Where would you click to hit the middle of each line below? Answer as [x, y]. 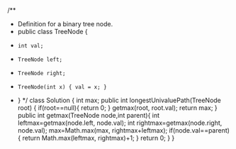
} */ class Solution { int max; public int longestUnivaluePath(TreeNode [119, 100]
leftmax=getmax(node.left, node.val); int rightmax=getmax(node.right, [120, 123]
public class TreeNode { [53, 32]
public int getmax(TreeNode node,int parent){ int [89, 115]
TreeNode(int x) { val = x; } [62, 87]
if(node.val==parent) [200, 130]
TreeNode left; [40, 60]
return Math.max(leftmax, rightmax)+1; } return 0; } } [99, 138]
